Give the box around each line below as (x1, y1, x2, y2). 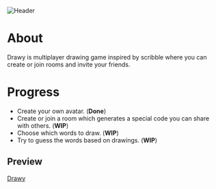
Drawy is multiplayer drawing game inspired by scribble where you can (7, 53, 207, 61)
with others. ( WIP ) (16, 121, 69, 129)
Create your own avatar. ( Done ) (16, 107, 107, 115)
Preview (7, 156, 43, 168)
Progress (7, 84, 60, 100)
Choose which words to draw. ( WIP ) (16, 129, 120, 137)
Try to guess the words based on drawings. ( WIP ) (16, 136, 158, 144)
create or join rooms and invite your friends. (7, 60, 131, 68)
